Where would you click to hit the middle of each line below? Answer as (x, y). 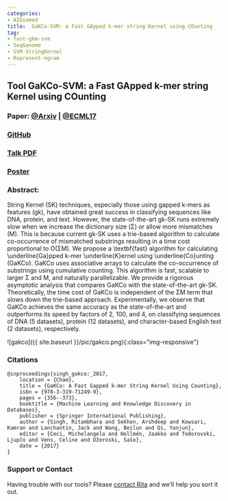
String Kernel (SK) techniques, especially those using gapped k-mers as (109, 205)
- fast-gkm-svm (29, 39)
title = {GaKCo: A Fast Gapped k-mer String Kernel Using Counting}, (121, 386)
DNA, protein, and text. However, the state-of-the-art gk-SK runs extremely (113, 220)
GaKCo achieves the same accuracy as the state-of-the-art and (97, 307)
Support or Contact (40, 469)
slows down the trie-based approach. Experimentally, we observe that (106, 300)
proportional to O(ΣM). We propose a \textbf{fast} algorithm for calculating (112, 248)
